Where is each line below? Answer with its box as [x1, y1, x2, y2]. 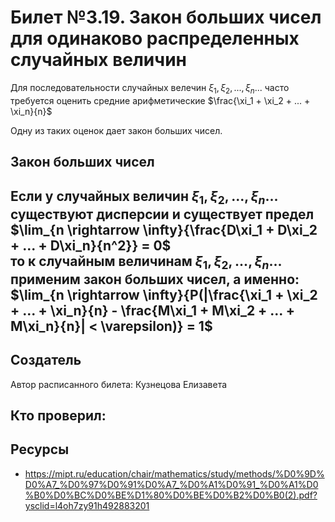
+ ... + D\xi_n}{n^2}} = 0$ [10, 237, 172, 254]
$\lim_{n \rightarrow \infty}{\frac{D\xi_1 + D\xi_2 [10, 221, 318, 238]
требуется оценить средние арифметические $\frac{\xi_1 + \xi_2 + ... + [10, 94, 311, 106]
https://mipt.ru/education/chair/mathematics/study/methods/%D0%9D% [24, 467, 325, 480]
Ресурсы [10, 441, 70, 458]
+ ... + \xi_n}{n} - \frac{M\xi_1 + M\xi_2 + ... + [10, 302, 295, 319]
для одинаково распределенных [10, 27, 300, 50]
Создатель [10, 352, 82, 369]
